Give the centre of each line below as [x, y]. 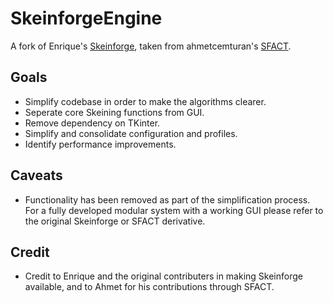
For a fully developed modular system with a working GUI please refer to [174, 210]
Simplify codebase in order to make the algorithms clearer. [145, 101]
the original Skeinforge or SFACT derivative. [115, 221]
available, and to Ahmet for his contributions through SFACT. [149, 287]
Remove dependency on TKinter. [92, 123]
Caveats [36, 175]
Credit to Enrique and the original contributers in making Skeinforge [163, 276]
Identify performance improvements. [100, 144]
